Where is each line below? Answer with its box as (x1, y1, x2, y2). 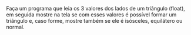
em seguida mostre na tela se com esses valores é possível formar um (6, 11, 177, 18)
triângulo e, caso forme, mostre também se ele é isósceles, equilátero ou (6, 17, 183, 24)
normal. (6, 23, 25, 30)
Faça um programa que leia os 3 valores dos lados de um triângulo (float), (6, 5, 185, 12)
